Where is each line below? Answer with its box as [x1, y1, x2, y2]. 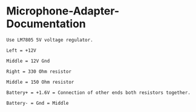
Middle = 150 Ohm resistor [6, 79, 74, 85]
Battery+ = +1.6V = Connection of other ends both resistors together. [6, 89, 191, 96]
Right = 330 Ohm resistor [6, 68, 71, 75]
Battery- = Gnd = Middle [6, 100, 69, 106]
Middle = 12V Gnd [6, 58, 50, 64]
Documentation [6, 17, 87, 31]
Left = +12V [6, 47, 36, 54]
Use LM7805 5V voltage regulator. [6, 37, 94, 43]
